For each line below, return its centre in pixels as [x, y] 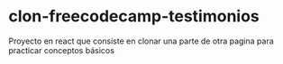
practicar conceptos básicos [61, 50]
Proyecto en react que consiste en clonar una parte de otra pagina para [141, 41]
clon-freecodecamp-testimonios [134, 16]
